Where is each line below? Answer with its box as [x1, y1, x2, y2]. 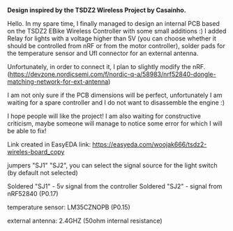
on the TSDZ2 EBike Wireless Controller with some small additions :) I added [7, 27, 227, 35]
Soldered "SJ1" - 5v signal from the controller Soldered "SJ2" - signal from [7, 182, 223, 191]
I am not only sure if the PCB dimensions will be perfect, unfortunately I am [7, 91, 223, 99]
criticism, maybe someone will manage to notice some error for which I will [7, 119, 223, 128]
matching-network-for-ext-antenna [7, 77, 109, 86]
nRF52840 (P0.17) [7, 190, 59, 198]
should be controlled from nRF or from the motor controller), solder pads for [7, 42, 225, 50]
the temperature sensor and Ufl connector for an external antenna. [7, 49, 199, 57]
